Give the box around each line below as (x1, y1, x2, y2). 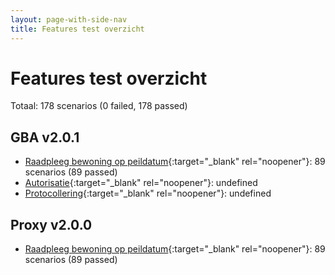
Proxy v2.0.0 (10, 216, 93, 233)
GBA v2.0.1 (10, 129, 80, 146)
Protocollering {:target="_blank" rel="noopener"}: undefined (24, 187, 272, 200)
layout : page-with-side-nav (10, 14, 128, 25)
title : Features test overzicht (10, 24, 145, 34)
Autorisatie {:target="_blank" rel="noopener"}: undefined (24, 177, 258, 189)
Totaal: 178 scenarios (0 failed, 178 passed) (10, 100, 188, 112)
